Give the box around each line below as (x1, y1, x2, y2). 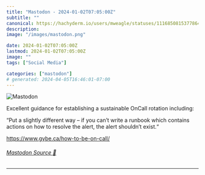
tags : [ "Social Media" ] (6, 59, 67, 66)
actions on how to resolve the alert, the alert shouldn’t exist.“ (6, 123, 159, 130)
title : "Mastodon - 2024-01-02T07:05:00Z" (6, 9, 116, 15)
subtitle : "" (6, 15, 40, 21)
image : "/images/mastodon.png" (6, 32, 86, 38)
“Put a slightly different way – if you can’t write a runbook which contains (6, 116, 190, 124)
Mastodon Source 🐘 (6, 149, 57, 156)
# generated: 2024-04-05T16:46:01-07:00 (6, 76, 111, 82)
